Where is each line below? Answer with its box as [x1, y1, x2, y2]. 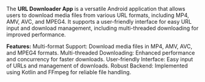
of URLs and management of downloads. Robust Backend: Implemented [6, 62, 188, 69]
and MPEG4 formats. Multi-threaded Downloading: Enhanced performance [6, 49, 195, 56]
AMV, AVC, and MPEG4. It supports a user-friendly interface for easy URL [6, 18, 192, 25]
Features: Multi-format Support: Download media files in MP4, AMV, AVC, [6, 43, 193, 50]
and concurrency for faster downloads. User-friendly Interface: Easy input [6, 56, 193, 63]
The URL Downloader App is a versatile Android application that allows [6, 5, 185, 12]
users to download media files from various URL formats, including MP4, [6, 12, 189, 19]
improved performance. [6, 31, 66, 38]
